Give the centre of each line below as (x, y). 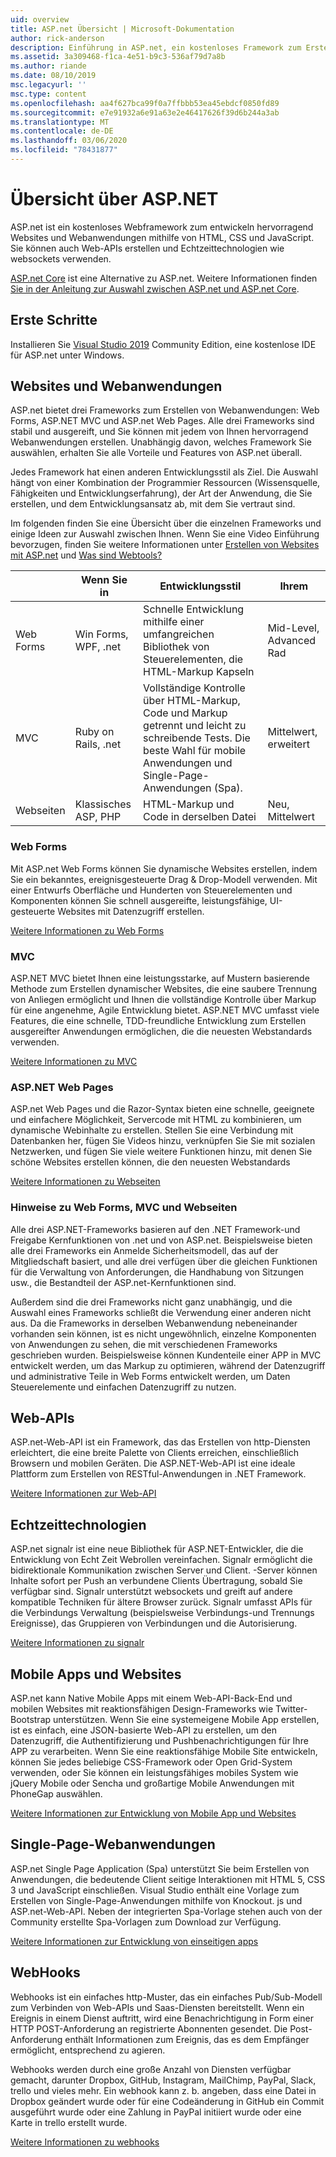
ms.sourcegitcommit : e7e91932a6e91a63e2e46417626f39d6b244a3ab (145, 112)
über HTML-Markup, (192, 701)
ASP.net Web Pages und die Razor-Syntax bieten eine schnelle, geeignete (162, 1109)
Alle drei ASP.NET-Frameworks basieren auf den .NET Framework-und (155, 1229)
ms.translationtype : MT (60, 122)
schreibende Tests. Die (197, 738)
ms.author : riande (48, 66)
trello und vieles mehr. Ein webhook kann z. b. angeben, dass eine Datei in (163, 2090)
